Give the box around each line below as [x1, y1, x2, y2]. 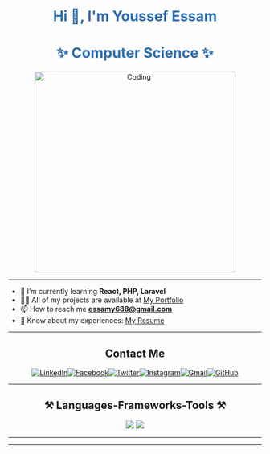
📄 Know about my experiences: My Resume [19, 316, 165, 325]
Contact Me [104, 346, 166, 360]
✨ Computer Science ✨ [55, 44, 215, 63]
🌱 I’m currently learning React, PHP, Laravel [19, 287, 166, 297]
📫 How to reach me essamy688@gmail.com [19, 305, 173, 314]
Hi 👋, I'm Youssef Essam [52, 7, 218, 26]
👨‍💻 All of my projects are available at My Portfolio [19, 295, 184, 305]
